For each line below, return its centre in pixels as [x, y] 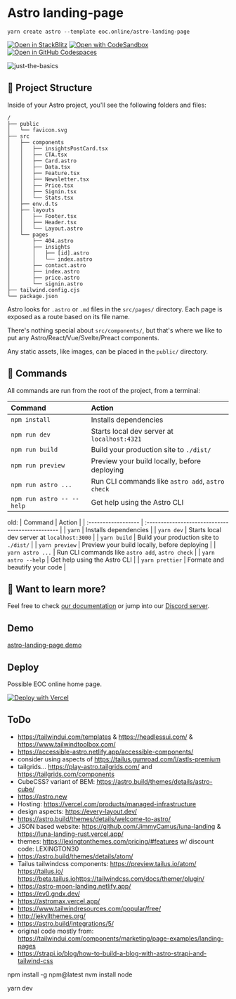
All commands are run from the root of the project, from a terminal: [104, 390]
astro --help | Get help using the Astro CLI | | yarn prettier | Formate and [116, 560]
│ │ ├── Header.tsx [42, 222]
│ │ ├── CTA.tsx [38, 155]
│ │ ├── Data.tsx [39, 167]
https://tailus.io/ [40, 871]
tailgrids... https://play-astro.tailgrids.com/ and [85, 766]
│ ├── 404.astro [40, 240]
